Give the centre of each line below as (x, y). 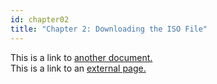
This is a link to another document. (81, 57)
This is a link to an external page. (78, 68)
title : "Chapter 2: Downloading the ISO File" (109, 29)
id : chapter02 (40, 19)
